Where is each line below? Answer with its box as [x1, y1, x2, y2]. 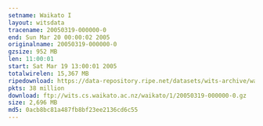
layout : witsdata [8, 19, 65, 27]
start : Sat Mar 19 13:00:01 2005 [8, 63, 117, 70]
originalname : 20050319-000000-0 [8, 41, 117, 49]
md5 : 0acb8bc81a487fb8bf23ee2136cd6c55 [8, 106, 139, 114]
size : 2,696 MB [8, 99, 58, 106]
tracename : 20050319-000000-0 [8, 26, 107, 34]
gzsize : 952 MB [8, 48, 58, 56]
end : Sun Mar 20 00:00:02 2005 [8, 33, 110, 41]
